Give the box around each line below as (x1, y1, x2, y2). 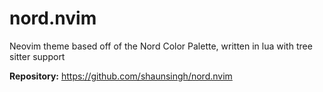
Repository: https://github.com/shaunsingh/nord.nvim (9, 70, 233, 82)
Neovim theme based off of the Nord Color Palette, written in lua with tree (9, 40, 313, 52)
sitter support (9, 50, 66, 62)
